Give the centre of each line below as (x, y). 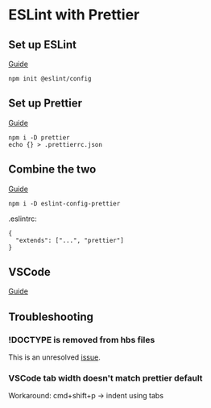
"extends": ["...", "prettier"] (70, 240)
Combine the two (52, 170)
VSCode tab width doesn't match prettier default (105, 378)
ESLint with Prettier (74, 15)
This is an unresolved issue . (54, 357)
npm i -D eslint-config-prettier (64, 203)
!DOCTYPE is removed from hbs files (82, 339)
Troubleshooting (51, 316)
